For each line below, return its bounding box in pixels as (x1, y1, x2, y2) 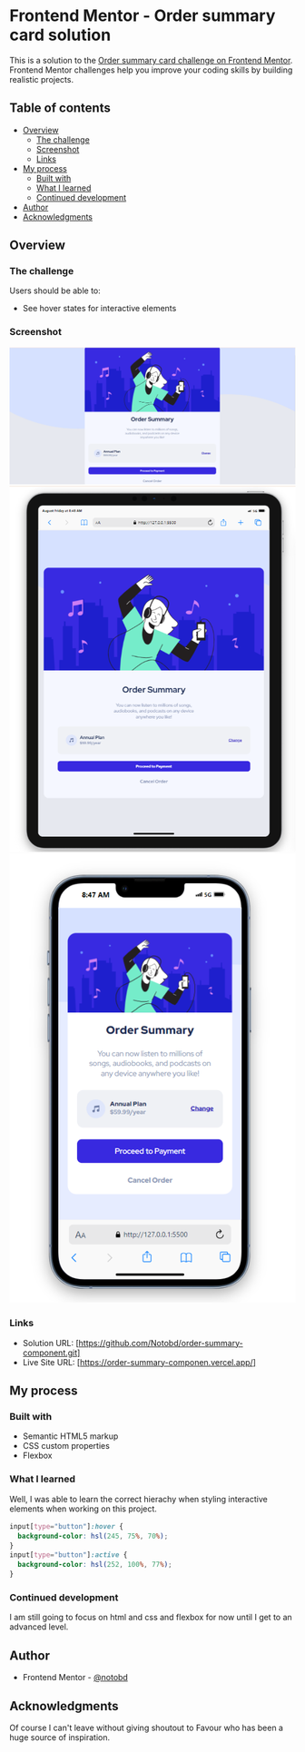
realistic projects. (9, 74, 74, 84)
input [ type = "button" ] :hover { (9, 1521, 124, 1531)
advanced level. (9, 1621, 69, 1632)
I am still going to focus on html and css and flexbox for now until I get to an (9, 1612, 292, 1623)
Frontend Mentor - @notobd (22, 1672, 129, 1683)
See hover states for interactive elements (22, 303, 177, 314)
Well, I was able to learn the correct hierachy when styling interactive (9, 1493, 268, 1504)
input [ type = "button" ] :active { (9, 1550, 128, 1560)
